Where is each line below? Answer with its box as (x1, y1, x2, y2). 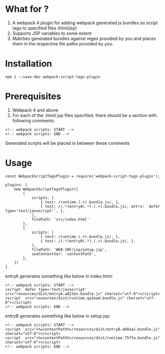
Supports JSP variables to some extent (12, 30, 92, 36)
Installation (5, 58, 52, 70)
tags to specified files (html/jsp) (12, 25, 78, 31)
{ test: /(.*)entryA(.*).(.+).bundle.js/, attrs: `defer (40, 204, 161, 209)
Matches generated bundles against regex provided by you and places (12, 36, 157, 41)
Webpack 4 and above (12, 107, 58, 113)
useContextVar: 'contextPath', (31, 251, 96, 256)
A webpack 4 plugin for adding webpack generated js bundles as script (12, 20, 158, 26)
